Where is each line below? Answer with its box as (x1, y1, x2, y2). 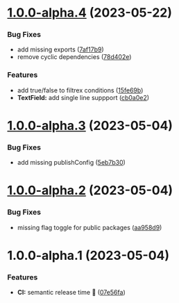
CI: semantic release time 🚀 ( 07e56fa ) (17, 288, 126, 297)
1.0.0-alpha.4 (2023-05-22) (7, 5, 172, 21)
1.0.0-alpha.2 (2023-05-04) (7, 183, 173, 199)
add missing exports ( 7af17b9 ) (17, 45, 104, 54)
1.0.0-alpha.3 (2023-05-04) (7, 117, 173, 133)
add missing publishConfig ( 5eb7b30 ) (17, 158, 126, 167)
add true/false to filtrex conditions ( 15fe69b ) (17, 85, 144, 95)
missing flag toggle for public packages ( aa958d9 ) (17, 223, 162, 231)
